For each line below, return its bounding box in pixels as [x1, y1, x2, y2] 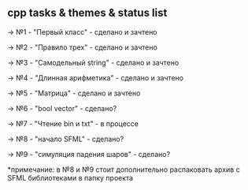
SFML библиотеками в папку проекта [7, 173, 134, 182]
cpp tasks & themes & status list [7, 6, 168, 20]
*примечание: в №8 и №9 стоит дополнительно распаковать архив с [7, 165, 241, 174]
